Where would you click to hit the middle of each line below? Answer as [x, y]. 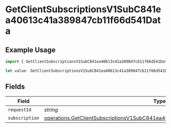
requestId [20, 110]
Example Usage [31, 50]
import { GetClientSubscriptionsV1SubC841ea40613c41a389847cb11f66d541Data [87, 62]
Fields [15, 87]
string [51, 110]
